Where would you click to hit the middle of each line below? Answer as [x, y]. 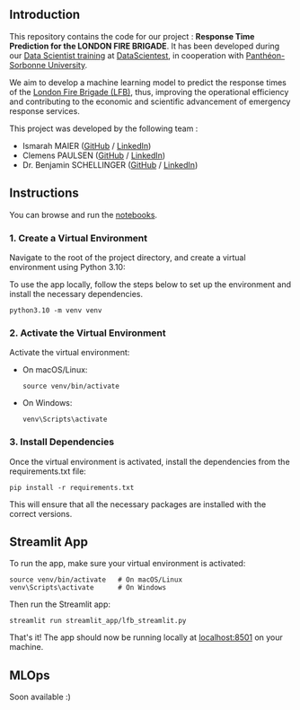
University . [68, 65]
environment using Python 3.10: [67, 267]
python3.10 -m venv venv [56, 310]
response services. [45, 110]
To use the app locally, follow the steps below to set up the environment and [150, 284]
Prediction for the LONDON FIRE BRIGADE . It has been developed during [145, 46]
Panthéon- [265, 55]
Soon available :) [40, 697]
